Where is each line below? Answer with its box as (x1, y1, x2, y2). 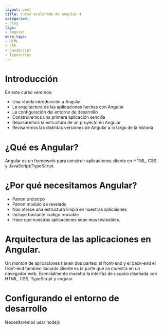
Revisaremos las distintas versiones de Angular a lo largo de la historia (12, 125, 154, 130)
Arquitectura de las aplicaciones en (5, 234, 151, 245)
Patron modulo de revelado (12, 202, 67, 207)
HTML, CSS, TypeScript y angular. (5, 276, 74, 282)
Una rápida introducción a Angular (12, 99, 81, 105)
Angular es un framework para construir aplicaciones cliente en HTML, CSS (5, 158, 157, 164)
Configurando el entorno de (5, 293, 119, 304)
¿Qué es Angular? (5, 142, 79, 153)
